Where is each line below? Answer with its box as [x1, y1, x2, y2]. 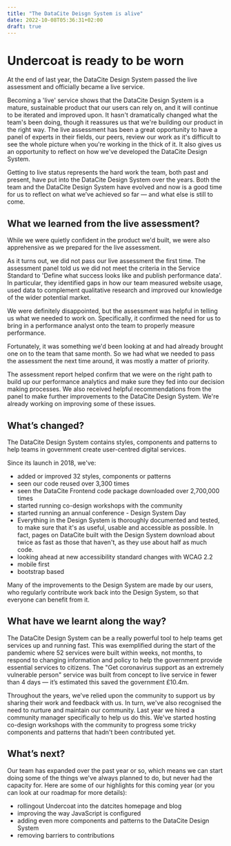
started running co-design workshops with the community [17, 501, 183, 510]
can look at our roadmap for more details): [7, 788, 128, 796]
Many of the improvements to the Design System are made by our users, [7, 581, 214, 589]
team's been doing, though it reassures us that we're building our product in [7, 118, 223, 126]
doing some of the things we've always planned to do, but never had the [7, 773, 212, 782]
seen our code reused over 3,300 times [17, 479, 130, 488]
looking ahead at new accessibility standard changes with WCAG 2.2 [17, 552, 213, 561]
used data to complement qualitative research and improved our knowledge [7, 286, 223, 294]
